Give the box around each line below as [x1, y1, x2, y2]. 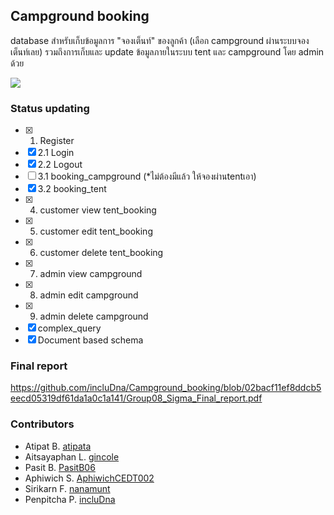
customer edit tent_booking [39, 225, 153, 238]
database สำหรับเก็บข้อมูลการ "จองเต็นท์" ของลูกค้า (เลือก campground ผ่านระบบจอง [10, 34, 310, 46]
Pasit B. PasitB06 [24, 461, 96, 473]
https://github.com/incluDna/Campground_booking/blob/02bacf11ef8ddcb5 [10, 382, 322, 394]
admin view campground [39, 268, 143, 280]
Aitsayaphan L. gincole [24, 450, 120, 463]
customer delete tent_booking [39, 247, 164, 259]
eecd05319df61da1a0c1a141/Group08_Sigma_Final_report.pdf [10, 392, 263, 404]
